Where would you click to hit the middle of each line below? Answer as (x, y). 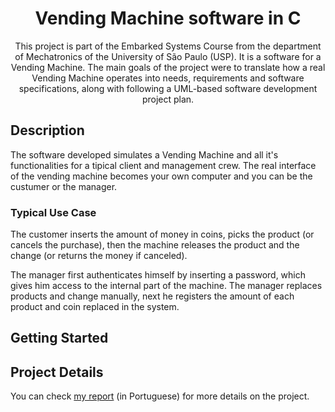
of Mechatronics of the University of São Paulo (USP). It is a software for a (168, 56)
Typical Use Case (53, 212)
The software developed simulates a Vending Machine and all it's (144, 154)
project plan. (168, 99)
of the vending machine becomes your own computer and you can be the (161, 176)
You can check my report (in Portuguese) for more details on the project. (160, 396)
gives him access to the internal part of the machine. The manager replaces (166, 286)
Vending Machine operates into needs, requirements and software (168, 78)
